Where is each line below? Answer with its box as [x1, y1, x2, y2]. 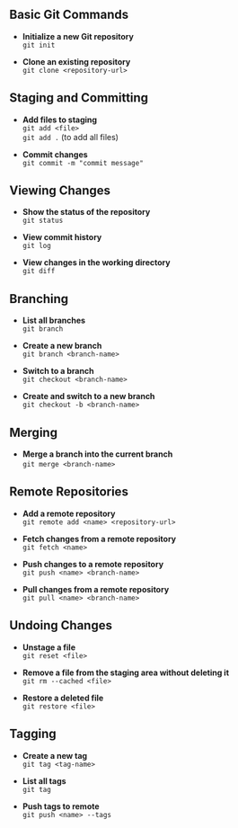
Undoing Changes [9, 618, 112, 633]
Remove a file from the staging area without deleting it [22, 667, 230, 678]
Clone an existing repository [22, 56, 131, 67]
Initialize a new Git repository [22, 31, 135, 41]
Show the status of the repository [22, 207, 151, 218]
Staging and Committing [9, 90, 149, 106]
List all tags [22, 775, 66, 786]
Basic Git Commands [9, 7, 128, 22]
